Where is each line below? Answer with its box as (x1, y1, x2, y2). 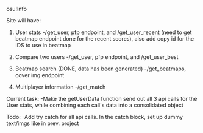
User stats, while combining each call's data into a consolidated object (6, 101, 184, 109)
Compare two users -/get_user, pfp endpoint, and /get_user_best (15, 53, 179, 60)
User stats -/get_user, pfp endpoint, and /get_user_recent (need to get (15, 29, 192, 36)
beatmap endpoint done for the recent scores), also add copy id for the (15, 35, 194, 42)
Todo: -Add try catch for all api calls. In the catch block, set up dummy (6, 114, 183, 120)
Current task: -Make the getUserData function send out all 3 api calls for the (6, 95, 198, 102)
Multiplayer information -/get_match (15, 83, 106, 90)
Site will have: (6, 17, 41, 24)
